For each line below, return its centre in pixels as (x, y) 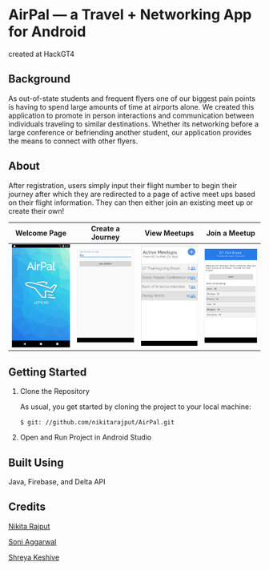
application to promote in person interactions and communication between (131, 115)
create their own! (36, 211)
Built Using (36, 462)
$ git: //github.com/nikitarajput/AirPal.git (97, 423)
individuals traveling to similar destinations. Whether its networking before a (133, 124)
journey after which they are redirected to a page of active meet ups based (132, 194)
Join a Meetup (231, 233)
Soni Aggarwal (32, 541)
